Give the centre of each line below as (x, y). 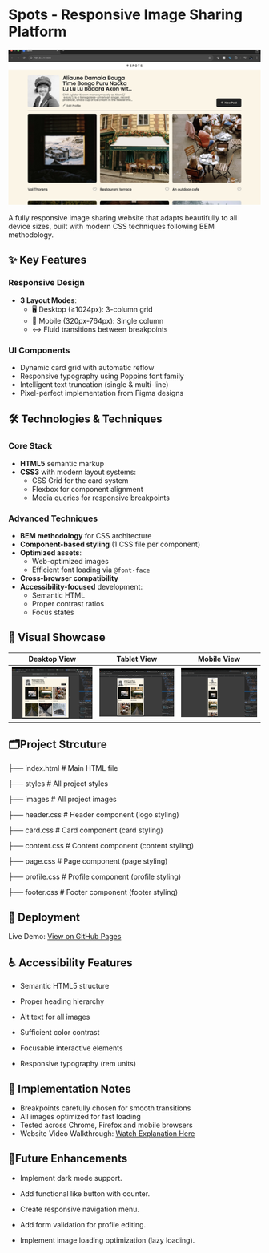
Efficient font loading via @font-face (91, 570)
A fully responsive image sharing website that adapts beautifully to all (123, 218)
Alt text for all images (55, 1017)
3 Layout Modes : (48, 300)
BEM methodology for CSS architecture (86, 535)
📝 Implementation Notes (70, 1088)
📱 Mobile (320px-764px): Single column (98, 320)
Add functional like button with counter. (85, 1193)
